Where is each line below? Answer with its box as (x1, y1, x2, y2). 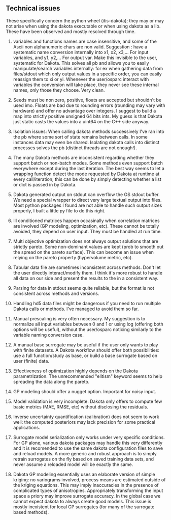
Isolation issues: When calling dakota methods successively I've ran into (13, 128, 164, 134)
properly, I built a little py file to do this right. (13, 207, 106, 213)
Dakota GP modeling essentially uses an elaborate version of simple (13, 471, 155, 477)
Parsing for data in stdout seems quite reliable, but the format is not (13, 285, 154, 291)
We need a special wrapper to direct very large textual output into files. (13, 197, 162, 203)
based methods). (13, 509, 49, 515)
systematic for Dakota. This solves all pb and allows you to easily (13, 60, 149, 66)
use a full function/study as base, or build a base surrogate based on (13, 352, 158, 359)
